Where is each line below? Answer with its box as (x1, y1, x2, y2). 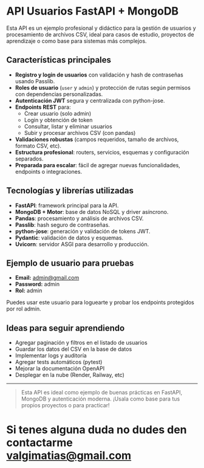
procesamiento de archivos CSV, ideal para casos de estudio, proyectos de (6, 30, 194, 38)
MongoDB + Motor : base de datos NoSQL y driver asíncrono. (15, 208, 169, 215)
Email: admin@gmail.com (15, 274, 80, 281)
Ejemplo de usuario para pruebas (6, 258, 134, 268)
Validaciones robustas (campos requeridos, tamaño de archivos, (15, 136, 179, 143)
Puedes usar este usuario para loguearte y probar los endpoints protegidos (6, 299, 194, 306)
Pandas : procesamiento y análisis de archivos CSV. (15, 215, 144, 222)
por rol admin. (6, 305, 41, 312)
